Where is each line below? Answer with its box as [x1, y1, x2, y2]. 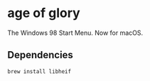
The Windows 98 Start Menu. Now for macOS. [7, 28, 144, 37]
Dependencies [7, 49, 73, 61]
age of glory [7, 5, 80, 21]
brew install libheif [7, 67, 72, 75]
